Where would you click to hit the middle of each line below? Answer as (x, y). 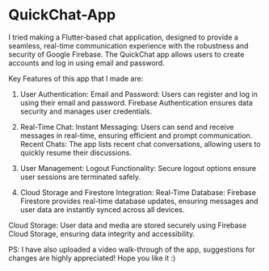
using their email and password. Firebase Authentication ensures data (136, 102)
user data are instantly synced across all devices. (102, 209)
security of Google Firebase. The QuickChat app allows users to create (126, 54)
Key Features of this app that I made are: (76, 78)
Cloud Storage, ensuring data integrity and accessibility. (102, 233)
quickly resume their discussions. (76, 152)
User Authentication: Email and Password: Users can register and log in (139, 94)
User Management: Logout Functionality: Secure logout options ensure (138, 168)
